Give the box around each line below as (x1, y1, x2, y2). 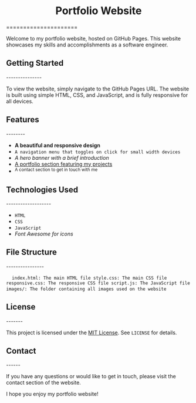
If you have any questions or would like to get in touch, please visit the (6, 373, 176, 380)
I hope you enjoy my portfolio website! (6, 391, 99, 398)
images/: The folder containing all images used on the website (6, 286, 167, 292)
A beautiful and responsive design (14, 142, 101, 149)
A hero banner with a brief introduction (14, 154, 110, 161)
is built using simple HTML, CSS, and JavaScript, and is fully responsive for (6, 91, 188, 98)
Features (6, 115, 39, 125)
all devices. (6, 98, 33, 105)
